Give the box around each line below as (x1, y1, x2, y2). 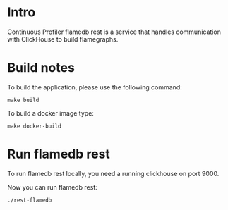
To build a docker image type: (7, 109, 94, 117)
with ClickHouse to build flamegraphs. (7, 35, 119, 43)
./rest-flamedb (7, 197, 52, 204)
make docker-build (7, 123, 61, 130)
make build (7, 97, 40, 104)
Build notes (7, 60, 76, 76)
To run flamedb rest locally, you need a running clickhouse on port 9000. (7, 169, 220, 178)
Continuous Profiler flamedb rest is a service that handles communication (7, 27, 221, 36)
